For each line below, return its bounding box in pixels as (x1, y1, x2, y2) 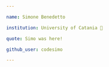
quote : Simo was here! (6, 35, 63, 42)
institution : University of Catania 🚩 (6, 25, 103, 31)
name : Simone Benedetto (6, 14, 66, 20)
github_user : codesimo (6, 46, 63, 53)
